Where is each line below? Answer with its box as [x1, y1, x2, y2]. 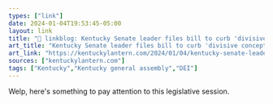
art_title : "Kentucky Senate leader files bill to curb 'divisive [8, 42, 238, 50]
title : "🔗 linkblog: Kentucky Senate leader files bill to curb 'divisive [8, 34, 267, 43]
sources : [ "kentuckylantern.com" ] [8, 57, 126, 65]
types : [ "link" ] [8, 11, 63, 20]
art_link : [8, 49, 42, 57]
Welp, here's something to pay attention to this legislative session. [8, 86, 230, 96]
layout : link [8, 27, 53, 35]
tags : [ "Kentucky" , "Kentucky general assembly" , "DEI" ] [8, 64, 198, 73]
